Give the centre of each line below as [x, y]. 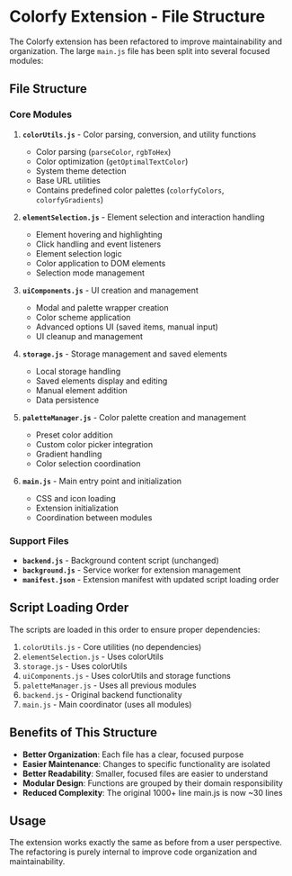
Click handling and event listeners [98, 244]
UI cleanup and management [89, 336]
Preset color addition [75, 435]
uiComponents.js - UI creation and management [111, 290]
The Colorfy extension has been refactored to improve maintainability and [146, 41]
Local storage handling [78, 371]
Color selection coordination [88, 463]
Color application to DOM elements [101, 263]
